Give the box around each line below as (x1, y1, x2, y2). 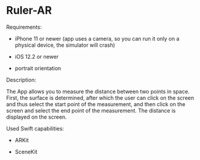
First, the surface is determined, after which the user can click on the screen (6, 94, 194, 101)
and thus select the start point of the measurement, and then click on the (6, 100, 186, 108)
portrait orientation (14, 64, 61, 72)
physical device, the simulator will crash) (14, 41, 115, 49)
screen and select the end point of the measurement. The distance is (6, 107, 176, 114)
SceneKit (14, 148, 38, 155)
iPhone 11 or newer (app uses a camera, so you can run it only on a (14, 35, 180, 42)
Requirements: (6, 23, 42, 31)
